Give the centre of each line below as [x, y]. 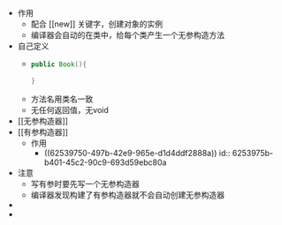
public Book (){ [58, 64]
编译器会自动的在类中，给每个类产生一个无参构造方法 [128, 35]
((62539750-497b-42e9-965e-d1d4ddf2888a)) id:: [137, 153]
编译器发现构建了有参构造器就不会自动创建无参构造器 [128, 195]
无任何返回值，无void [69, 109]
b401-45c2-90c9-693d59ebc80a [105, 162]
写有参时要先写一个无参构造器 [85, 184]
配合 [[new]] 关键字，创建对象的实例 [97, 24]
